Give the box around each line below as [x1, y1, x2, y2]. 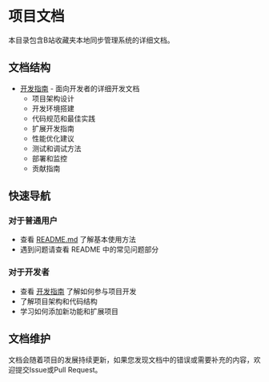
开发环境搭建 [31, 103, 74, 113]
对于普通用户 [8, 215, 58, 226]
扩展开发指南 [31, 123, 74, 133]
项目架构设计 [31, 94, 74, 103]
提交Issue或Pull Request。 [14, 364, 102, 374]
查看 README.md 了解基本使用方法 [19, 235, 136, 245]
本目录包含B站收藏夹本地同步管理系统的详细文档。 [8, 35, 175, 45]
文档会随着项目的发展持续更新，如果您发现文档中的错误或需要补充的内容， [8, 355, 254, 364]
